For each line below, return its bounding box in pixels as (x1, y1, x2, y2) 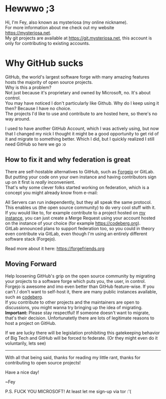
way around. (5, 116, 31, 121)
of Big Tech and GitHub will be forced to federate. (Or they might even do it (5, 335, 158, 341)
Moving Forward (5, 260, 57, 268)
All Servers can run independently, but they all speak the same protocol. (5, 199, 152, 205)
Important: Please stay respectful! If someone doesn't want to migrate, (5, 310, 150, 316)
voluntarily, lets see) (5, 340, 46, 346)
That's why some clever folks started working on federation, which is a (5, 184, 149, 190)
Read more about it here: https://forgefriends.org (5, 245, 105, 251)
